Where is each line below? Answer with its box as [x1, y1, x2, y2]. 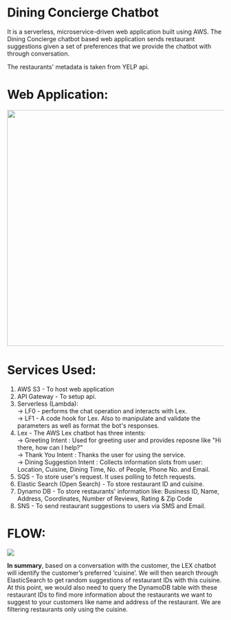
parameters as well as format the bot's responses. [16, 421, 159, 430]
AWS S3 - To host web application [16, 384, 115, 393]
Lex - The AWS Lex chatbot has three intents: [16, 428, 146, 437]
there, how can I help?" [16, 443, 83, 451]
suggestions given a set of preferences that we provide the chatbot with [7, 42, 212, 50]
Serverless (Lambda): [16, 400, 79, 408]
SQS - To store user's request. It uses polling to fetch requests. [16, 472, 196, 481]
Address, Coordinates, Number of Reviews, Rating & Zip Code [16, 494, 192, 503]
